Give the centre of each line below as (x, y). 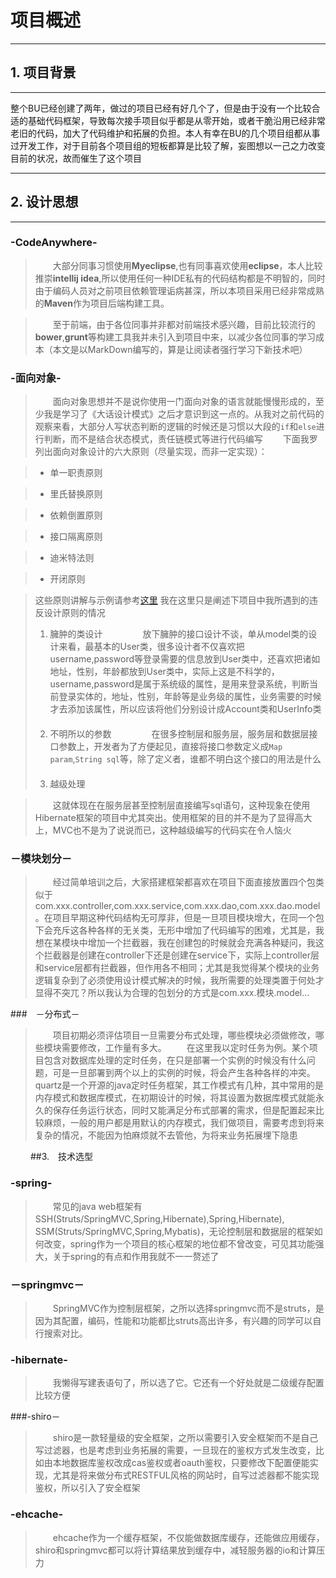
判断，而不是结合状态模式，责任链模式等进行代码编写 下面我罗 (180, 439)
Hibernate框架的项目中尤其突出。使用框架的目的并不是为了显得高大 (173, 818)
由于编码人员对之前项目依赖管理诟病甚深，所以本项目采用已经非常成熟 (179, 290)
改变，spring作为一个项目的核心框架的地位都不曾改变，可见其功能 (179, 1243)
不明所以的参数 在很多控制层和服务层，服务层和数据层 (179, 734)
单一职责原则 (76, 473)
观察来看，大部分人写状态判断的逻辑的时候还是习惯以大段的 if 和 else (175, 427)
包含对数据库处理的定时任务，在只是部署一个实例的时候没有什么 (175, 1060)
